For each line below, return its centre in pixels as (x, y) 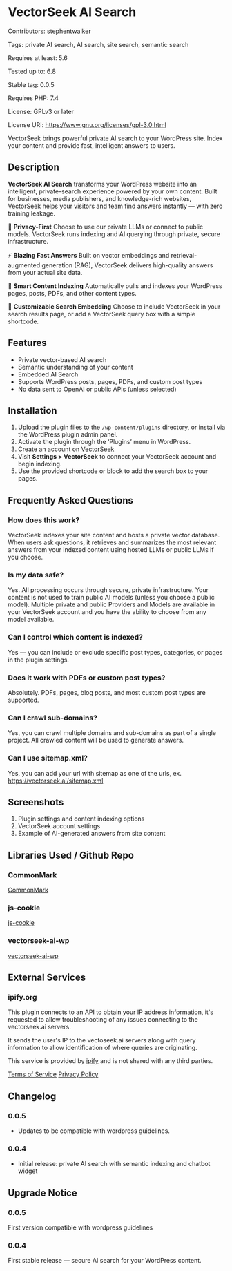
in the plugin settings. (39, 660)
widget (28, 1171)
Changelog (32, 1096)
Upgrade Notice (43, 1193)
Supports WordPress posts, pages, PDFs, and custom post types (110, 381)
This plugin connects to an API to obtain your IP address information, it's (110, 1012)
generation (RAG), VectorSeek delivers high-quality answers (127, 265)
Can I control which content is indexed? (76, 638)
